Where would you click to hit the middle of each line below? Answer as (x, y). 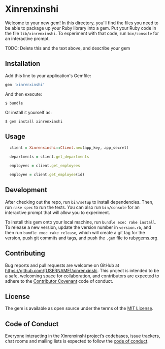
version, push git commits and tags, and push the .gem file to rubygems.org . (82, 238)
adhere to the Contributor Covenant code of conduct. (59, 281)
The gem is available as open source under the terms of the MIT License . (79, 308)
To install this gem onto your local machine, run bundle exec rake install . (81, 222)
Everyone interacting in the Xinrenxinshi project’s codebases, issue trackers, (82, 336)
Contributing (25, 253)
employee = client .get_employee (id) (47, 175)
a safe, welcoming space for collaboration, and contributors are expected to (82, 276)
